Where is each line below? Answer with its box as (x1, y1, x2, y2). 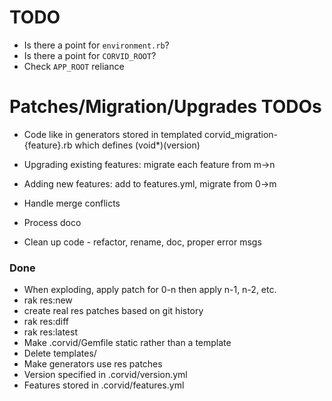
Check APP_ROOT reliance (23, 60, 125, 72)
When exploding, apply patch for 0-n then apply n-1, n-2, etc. (23, 284, 277, 296)
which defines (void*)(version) (74, 139, 201, 151)
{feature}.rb (23, 139, 73, 151)
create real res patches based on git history (23, 305, 204, 317)
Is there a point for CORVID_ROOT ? (23, 49, 157, 61)
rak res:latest (23, 326, 78, 338)
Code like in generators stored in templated (23, 128, 203, 140)
